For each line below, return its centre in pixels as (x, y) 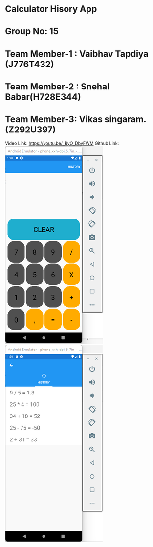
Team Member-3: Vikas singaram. (76, 119)
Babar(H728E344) (43, 97)
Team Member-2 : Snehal (57, 86)
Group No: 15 (32, 32)
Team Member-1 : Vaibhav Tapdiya (77, 54)
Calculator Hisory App (51, 9)
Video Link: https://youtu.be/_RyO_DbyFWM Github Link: (62, 143)
